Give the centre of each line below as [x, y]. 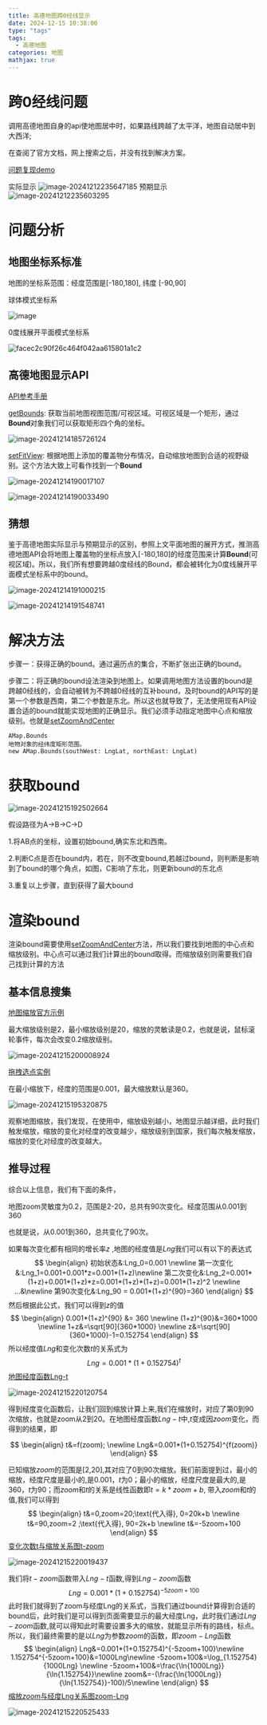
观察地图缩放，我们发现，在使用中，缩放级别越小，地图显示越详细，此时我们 [134, 1121]
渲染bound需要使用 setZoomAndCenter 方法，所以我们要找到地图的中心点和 [132, 944]
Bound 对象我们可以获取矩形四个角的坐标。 [79, 423]
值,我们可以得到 [34, 1499]
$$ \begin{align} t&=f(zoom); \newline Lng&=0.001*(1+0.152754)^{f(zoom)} [134, 1444]
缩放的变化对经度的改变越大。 [57, 1141]
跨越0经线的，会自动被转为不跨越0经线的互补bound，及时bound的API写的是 [133, 691]
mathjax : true [32, 61]
